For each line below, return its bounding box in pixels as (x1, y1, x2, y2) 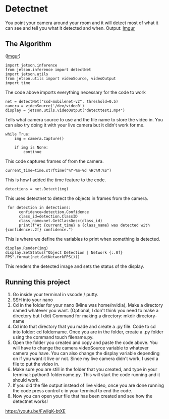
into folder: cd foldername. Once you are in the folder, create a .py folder (12, 328, 164, 335)
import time (5, 80, 30, 86)
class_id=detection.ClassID (18, 214, 78, 219)
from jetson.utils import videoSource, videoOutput (5, 76, 116, 81)
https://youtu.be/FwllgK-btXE (5, 408, 66, 414)
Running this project (5, 278, 71, 287)
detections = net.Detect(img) (5, 186, 69, 191)
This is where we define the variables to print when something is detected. (5, 236, 160, 242)
